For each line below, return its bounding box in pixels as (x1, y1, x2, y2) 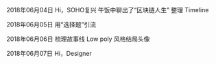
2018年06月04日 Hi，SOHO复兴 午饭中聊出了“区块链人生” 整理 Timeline (6, 6, 209, 14)
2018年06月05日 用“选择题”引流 (6, 20, 97, 29)
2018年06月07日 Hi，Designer (6, 50, 92, 57)
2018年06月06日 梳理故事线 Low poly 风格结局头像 (6, 35, 150, 43)
